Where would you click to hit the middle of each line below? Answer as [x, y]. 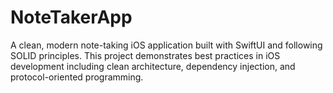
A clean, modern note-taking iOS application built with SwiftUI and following [166, 45]
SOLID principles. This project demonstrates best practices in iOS [145, 55]
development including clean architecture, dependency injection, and [153, 66]
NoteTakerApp [71, 17]
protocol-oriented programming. [77, 77]
